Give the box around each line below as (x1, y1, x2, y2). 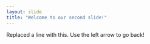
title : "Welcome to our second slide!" (6, 14, 107, 20)
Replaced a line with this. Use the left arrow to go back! (6, 31, 145, 38)
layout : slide (6, 8, 43, 15)
